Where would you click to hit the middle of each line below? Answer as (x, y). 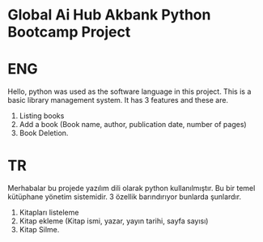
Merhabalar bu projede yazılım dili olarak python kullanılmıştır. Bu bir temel (131, 189)
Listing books (42, 116)
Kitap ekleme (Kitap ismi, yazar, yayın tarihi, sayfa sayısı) (114, 221)
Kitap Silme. (39, 230)
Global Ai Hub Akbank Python (109, 15)
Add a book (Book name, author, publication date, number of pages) (133, 125)
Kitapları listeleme (49, 213)
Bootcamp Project (69, 32)
